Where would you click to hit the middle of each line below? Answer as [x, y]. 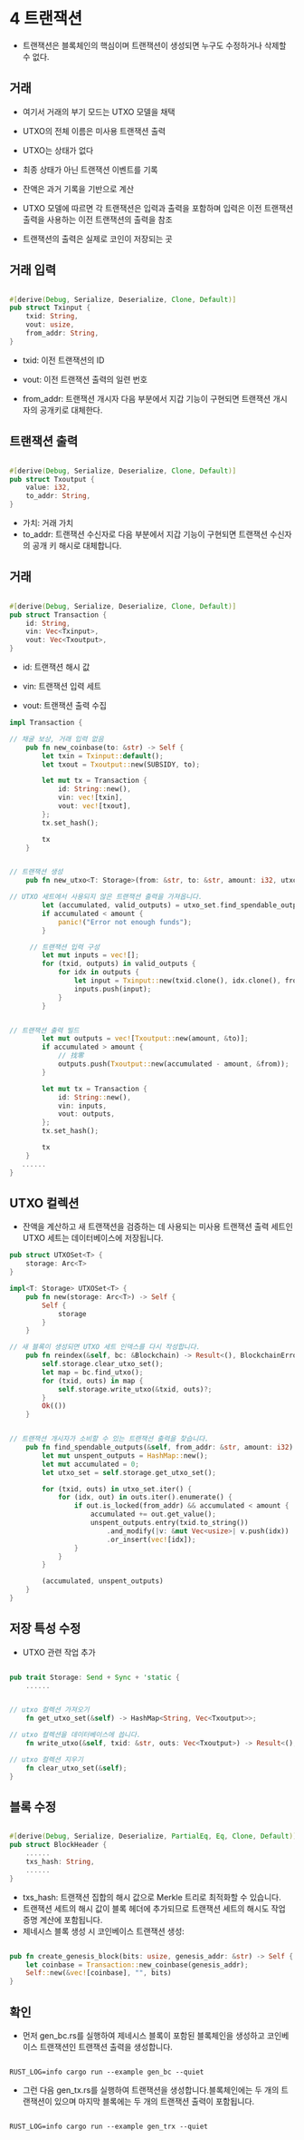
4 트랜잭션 [46, 19]
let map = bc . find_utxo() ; [93, 1372]
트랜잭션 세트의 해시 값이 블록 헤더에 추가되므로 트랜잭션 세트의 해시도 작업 [154, 1908]
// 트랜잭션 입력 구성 [65, 947]
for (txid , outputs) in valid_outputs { [119, 964]
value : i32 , [48, 488]
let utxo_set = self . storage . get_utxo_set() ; [129, 1472]
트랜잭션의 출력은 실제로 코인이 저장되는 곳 [98, 239]
